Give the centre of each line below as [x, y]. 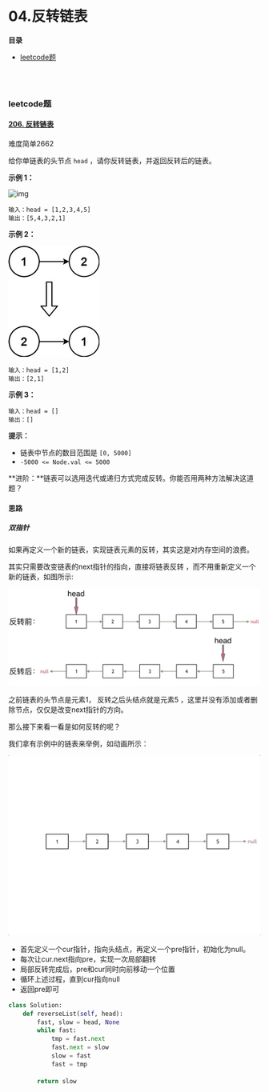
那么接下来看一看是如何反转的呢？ [64, 726]
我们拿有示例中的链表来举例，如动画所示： [78, 743]
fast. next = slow [80, 1048]
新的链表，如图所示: [41, 576]
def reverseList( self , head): [73, 1014]
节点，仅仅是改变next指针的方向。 [71, 710]
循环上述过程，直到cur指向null [70, 979]
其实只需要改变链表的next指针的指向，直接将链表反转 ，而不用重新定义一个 [132, 566]
